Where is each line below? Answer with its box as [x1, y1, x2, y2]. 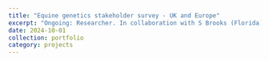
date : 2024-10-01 [8, 26, 66, 34]
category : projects [8, 41, 74, 49]
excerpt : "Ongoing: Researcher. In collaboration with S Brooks [8, 19, 227, 27]
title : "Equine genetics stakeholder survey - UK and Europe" [8, 11, 220, 20]
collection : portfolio [8, 33, 84, 42]
